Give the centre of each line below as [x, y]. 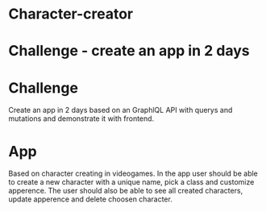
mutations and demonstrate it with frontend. [81, 118]
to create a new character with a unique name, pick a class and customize [131, 182]
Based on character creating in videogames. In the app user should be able [133, 173]
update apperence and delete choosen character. [91, 199]
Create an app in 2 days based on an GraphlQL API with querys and [121, 110]
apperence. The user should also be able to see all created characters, [126, 191]
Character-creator [71, 14]
